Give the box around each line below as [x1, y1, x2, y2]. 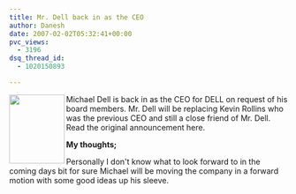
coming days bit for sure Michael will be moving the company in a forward [9, 165, 279, 176]
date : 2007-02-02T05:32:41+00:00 [9, 29, 133, 38]
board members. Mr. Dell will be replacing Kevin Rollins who [65, 103, 285, 114]
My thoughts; [65, 138, 118, 150]
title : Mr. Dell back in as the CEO [9, 12, 144, 22]
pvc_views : [9, 37, 49, 47]
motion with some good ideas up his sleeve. [9, 175, 170, 185]
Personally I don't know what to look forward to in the [65, 156, 261, 167]
